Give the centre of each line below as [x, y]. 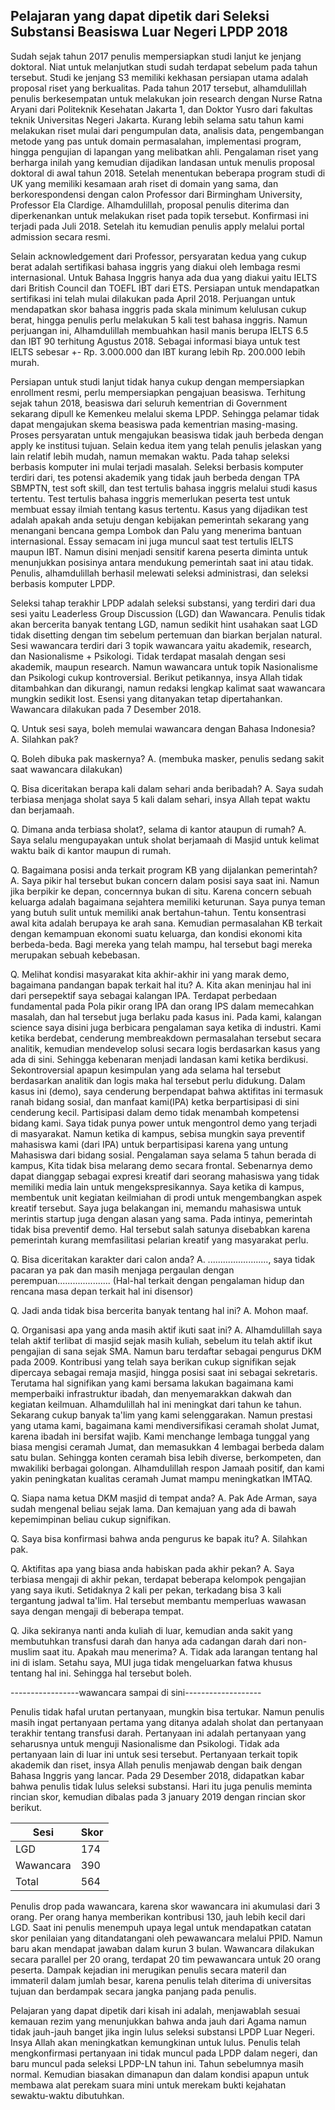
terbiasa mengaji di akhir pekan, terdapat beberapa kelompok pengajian [158, 1579]
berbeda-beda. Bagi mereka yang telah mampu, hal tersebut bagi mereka [161, 944]
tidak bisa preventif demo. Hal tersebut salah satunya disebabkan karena [160, 1229]
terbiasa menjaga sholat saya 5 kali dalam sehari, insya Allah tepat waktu [160, 799]
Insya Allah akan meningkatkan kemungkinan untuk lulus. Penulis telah [155, 2042]
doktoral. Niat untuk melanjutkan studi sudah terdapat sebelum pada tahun [164, 66]
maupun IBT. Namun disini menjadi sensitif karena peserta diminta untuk [159, 551]
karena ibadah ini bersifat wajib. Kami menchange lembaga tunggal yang [160, 1436]
